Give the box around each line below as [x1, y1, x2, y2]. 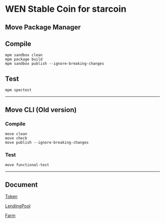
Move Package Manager [5, 23, 81, 31]
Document [5, 180, 38, 189]
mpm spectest [5, 87, 32, 93]
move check [5, 136, 27, 140]
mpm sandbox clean [5, 53, 43, 57]
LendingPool [5, 203, 31, 209]
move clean [5, 131, 27, 136]
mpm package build [5, 57, 43, 62]
